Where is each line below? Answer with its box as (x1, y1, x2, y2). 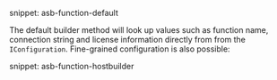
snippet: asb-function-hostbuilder (9, 61, 134, 71)
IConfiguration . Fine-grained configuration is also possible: (9, 44, 230, 54)
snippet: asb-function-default (9, 8, 118, 18)
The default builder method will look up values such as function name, (9, 25, 269, 35)
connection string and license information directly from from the (9, 35, 247, 44)
